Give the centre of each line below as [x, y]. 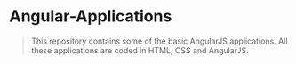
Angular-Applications [91, 16]
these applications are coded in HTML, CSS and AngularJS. [140, 50]
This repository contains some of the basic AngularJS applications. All [159, 41]
